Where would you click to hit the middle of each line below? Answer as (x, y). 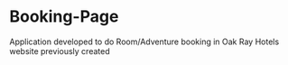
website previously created (60, 51)
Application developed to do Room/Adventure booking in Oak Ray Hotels (144, 42)
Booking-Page (64, 17)
